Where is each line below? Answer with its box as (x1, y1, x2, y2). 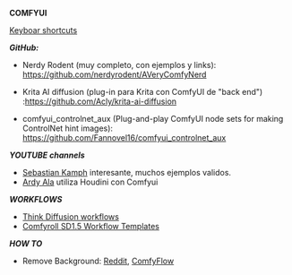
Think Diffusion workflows (21, 211, 119, 222)
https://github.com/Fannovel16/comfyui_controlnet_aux (21, 133, 227, 142)
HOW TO (9, 238, 43, 249)
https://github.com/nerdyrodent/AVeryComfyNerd (21, 69, 207, 80)
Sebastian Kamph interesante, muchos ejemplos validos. (21, 168, 231, 177)
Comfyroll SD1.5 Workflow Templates (21, 221, 159, 231)
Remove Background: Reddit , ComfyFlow (21, 255, 175, 266)
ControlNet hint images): (21, 123, 114, 133)
